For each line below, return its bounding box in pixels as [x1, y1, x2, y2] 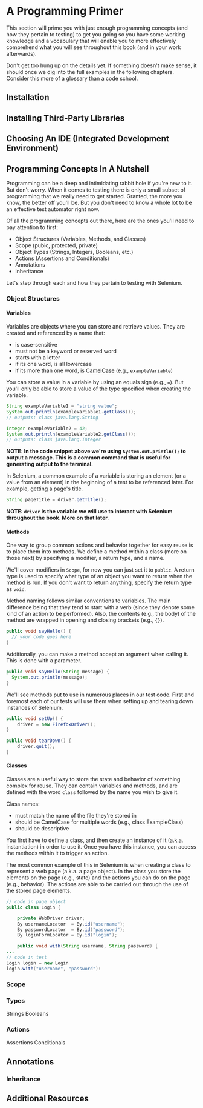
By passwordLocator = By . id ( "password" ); [17, 926, 126, 933]
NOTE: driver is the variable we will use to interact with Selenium [6, 508, 173, 515]
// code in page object [6, 899, 66, 905]
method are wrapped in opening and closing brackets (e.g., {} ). [6, 616, 164, 624]
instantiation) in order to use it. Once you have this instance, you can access [6, 843, 196, 850]
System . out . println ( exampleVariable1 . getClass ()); [6, 409, 137, 415]
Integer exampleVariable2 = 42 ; [6, 426, 88, 432]
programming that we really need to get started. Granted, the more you [6, 192, 183, 199]
